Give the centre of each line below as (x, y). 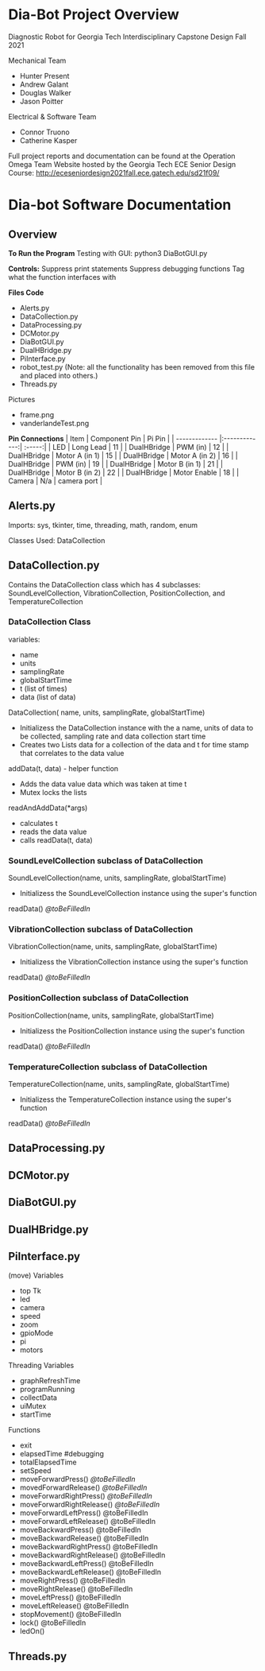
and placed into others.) (59, 375)
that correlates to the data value (72, 753)
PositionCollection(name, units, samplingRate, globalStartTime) (111, 1015)
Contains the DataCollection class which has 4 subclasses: (104, 584)
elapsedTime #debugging (62, 1454)
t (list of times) (43, 688)
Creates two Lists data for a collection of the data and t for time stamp (134, 744)
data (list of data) (48, 696)
